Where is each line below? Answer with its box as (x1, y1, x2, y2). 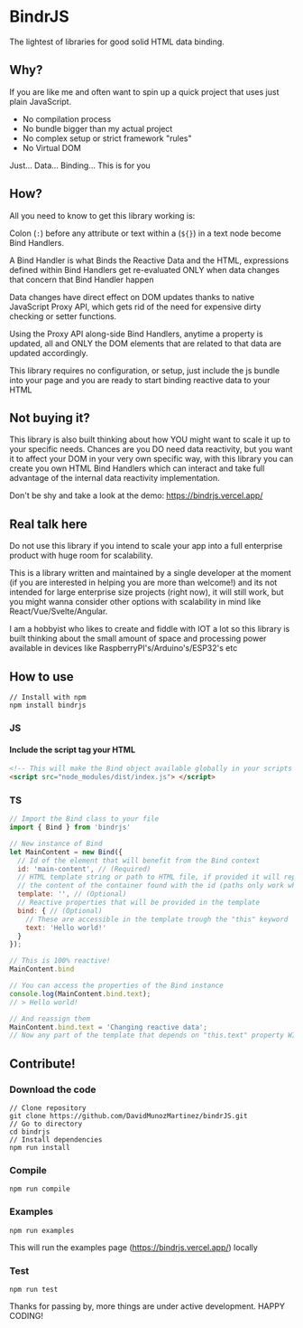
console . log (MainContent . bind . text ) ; (9, 989, 151, 998)
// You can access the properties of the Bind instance (9, 981, 224, 991)
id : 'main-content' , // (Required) (17, 864, 151, 873)
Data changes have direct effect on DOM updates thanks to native (9, 291, 255, 302)
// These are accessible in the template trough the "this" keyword (25, 915, 289, 924)
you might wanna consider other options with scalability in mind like (9, 597, 262, 607)
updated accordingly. (9, 347, 88, 358)
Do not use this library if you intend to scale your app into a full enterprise (9, 541, 283, 551)
